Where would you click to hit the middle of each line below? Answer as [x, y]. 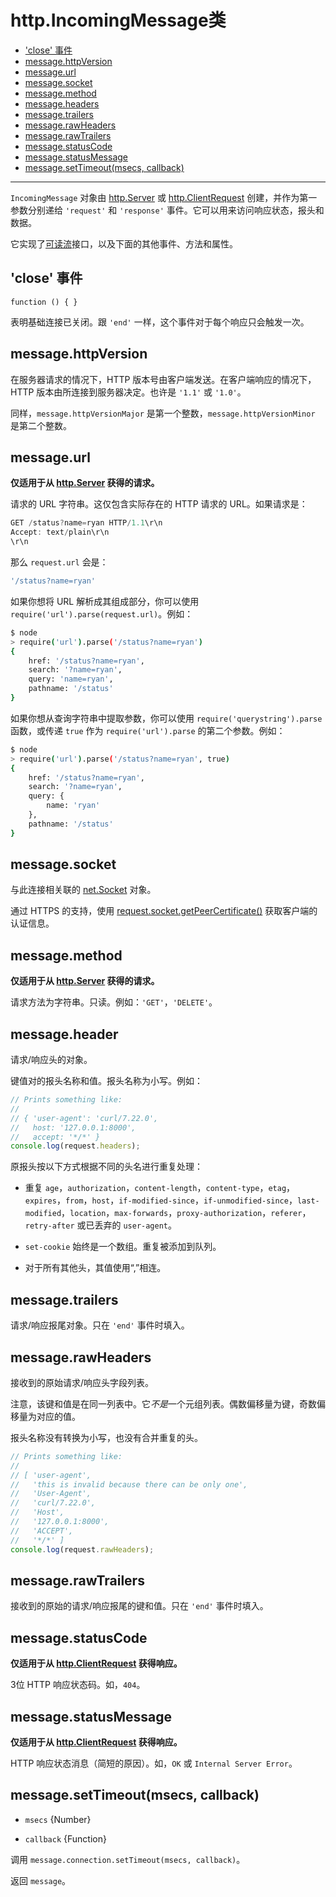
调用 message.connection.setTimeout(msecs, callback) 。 [128, 1859]
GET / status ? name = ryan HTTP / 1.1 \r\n [86, 523]
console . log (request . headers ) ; [75, 1146]
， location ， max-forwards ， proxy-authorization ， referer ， [186, 1213]
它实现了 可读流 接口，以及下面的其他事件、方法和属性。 [124, 243]
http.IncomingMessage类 [118, 20]
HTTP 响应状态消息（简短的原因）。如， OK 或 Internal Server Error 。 [154, 1763]
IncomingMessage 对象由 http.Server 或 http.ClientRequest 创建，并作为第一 [164, 197]
